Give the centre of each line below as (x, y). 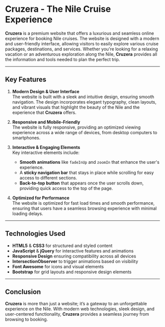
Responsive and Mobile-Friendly (46, 122)
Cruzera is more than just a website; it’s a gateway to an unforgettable (76, 304)
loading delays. (27, 214)
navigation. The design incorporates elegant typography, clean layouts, (84, 102)
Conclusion (23, 292)
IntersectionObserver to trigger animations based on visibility (75, 261)
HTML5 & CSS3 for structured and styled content (62, 246)
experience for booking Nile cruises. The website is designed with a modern (82, 38)
